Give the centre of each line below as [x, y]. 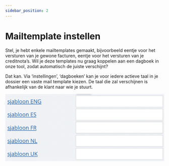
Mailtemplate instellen [53, 36]
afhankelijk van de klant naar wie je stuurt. [49, 87]
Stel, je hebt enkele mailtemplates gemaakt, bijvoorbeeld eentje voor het [80, 50]
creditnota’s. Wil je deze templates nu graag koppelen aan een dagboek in [82, 61]
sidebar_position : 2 [27, 11]
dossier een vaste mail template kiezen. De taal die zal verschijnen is [76, 81]
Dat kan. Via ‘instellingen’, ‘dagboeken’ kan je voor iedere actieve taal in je [82, 76]
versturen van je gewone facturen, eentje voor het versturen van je [75, 56]
